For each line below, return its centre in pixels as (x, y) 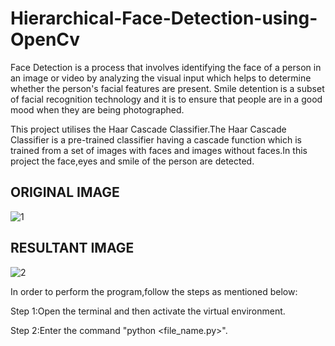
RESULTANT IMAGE (72, 248)
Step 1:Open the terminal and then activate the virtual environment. (148, 311)
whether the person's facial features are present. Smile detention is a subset (167, 88)
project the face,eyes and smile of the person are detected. (132, 161)
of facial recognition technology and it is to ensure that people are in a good (166, 99)
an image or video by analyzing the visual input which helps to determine (161, 78)
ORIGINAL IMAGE (65, 192)
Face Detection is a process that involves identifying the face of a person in (166, 67)
